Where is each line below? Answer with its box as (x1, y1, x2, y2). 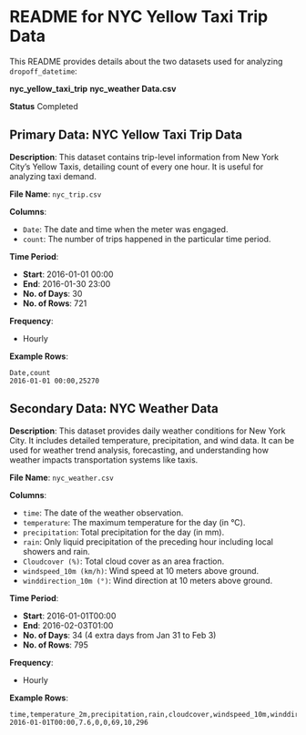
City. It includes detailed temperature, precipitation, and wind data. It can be (9, 434, 294, 445)
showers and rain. (22, 546, 91, 556)
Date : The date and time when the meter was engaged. (22, 223, 229, 234)
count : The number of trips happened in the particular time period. (22, 233, 271, 244)
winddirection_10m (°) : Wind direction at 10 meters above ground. (22, 575, 273, 586)
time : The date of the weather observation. (22, 507, 184, 518)
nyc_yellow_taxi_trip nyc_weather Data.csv (9, 83, 177, 94)
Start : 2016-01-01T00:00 (22, 610, 117, 621)
